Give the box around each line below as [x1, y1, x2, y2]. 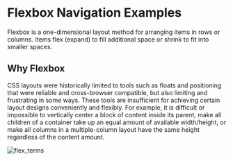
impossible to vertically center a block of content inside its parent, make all [7, 110, 222, 119]
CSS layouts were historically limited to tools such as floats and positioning [7, 81, 222, 90]
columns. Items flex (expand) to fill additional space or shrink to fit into [7, 35, 209, 43]
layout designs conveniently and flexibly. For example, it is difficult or [7, 103, 205, 112]
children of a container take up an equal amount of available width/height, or [7, 118, 227, 126]
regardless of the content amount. [7, 133, 105, 141]
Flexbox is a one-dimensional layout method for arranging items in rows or [7, 28, 220, 36]
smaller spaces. [7, 42, 53, 51]
